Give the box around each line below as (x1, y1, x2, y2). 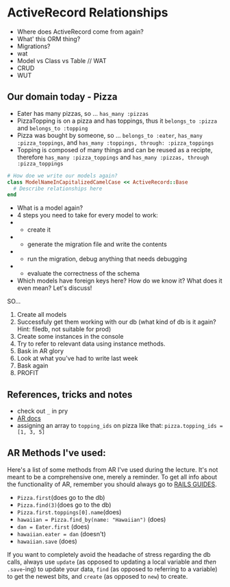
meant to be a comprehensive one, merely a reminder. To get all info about (7, 472, 218, 481)
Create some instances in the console (16, 333, 124, 341)
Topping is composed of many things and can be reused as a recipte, (16, 145, 213, 154)
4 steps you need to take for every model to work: (16, 211, 159, 219)
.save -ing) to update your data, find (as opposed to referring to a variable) (7, 564, 218, 573)
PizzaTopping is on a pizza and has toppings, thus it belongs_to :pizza (16, 117, 218, 125)
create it (27, 226, 51, 234)
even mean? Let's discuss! (16, 284, 92, 292)
